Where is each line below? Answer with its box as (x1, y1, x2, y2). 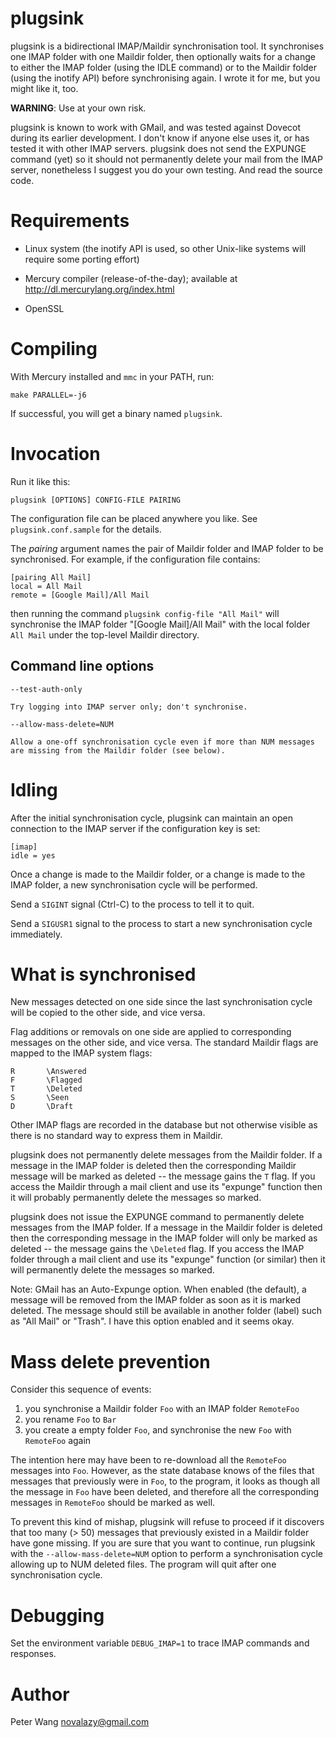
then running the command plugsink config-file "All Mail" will (10, 607, 280, 619)
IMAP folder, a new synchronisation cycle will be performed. (10, 878, 258, 891)
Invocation (10, 443, 101, 465)
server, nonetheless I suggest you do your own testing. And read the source (10, 163, 323, 176)
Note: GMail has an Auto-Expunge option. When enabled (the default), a (10, 1283, 307, 1296)
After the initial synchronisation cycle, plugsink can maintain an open (10, 812, 293, 824)
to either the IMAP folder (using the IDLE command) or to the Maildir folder (10, 61, 318, 73)
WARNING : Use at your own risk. (10, 102, 147, 114)
